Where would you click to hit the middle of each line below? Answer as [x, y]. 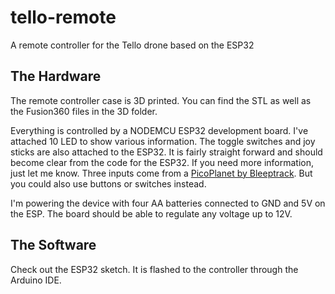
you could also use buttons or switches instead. [108, 183]
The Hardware [56, 76]
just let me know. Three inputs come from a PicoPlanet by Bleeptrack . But [161, 173]
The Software [53, 245]
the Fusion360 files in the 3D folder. [84, 111]
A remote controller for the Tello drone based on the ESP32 [132, 45]
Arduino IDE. [36, 280]
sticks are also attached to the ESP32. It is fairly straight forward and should [166, 152]
